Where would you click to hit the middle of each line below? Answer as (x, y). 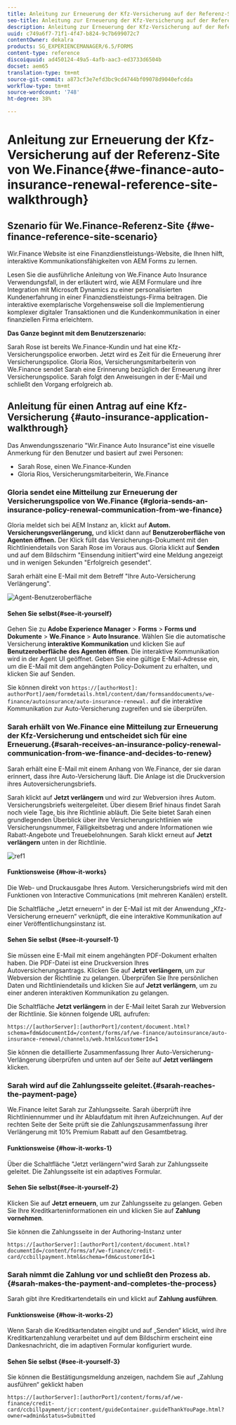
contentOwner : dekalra (40, 40)
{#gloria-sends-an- (174, 501)
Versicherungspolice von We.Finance (73, 501)
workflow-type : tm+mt (39, 86)
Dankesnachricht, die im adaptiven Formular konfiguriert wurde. (100, 1345)
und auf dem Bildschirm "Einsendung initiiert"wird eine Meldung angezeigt (115, 555)
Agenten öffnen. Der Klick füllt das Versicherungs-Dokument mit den (108, 540)
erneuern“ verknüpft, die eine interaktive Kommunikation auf (135, 916)
